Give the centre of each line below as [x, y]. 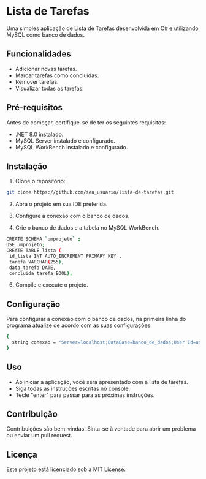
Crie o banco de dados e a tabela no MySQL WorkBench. [87, 228]
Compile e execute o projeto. [52, 285]
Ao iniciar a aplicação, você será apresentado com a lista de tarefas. [101, 382]
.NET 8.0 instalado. [39, 134]
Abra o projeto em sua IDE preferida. [61, 204]
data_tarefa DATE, [32, 268]
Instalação [27, 166]
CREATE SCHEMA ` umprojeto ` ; [44, 239]
